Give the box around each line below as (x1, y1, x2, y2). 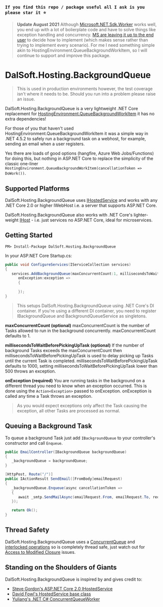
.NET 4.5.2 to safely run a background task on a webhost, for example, (5, 136, 147, 142)
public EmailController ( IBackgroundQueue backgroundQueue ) (5, 450, 127, 454)
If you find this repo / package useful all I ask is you (5, 4, 145, 10)
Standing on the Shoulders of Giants (5, 563, 117, 572)
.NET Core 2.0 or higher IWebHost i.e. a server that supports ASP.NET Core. (5, 202, 157, 209)
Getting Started (5, 231, 53, 239)
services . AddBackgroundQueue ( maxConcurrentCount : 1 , (11, 271, 118, 276)
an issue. (16, 96, 35, 102)
